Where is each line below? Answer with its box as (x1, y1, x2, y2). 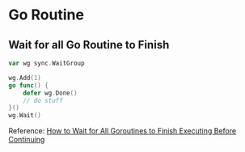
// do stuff (23, 96, 63, 104)
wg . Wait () (8, 112, 42, 120)
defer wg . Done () (23, 89, 78, 97)
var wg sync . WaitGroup (8, 59, 85, 67)
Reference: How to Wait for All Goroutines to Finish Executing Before (8, 126, 237, 136)
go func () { (8, 81, 49, 90)
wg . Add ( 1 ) (8, 74, 42, 82)
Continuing (8, 135, 45, 145)
